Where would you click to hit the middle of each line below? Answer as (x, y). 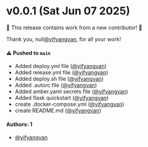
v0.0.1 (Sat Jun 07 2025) (68, 11)
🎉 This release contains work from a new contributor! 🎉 (74, 27)
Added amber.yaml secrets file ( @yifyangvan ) (72, 91)
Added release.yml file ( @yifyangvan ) (61, 72)
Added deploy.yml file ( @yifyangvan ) (61, 66)
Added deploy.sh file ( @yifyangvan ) (59, 79)
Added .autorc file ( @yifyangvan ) (56, 85)
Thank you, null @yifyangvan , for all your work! (64, 39)
